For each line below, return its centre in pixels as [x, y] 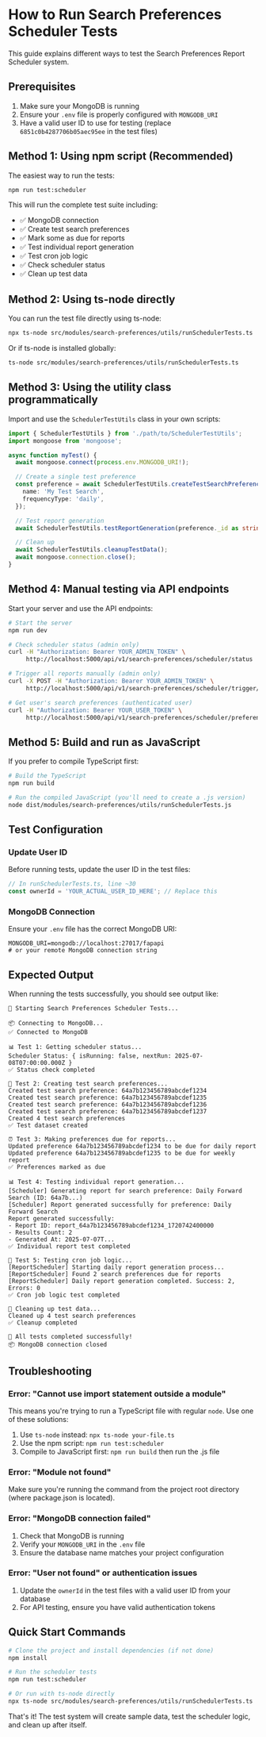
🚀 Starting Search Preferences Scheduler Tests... [93, 1009]
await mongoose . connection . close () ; [76, 557]
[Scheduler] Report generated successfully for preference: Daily [120, 1205]
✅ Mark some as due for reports [72, 238]
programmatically [53, 400]
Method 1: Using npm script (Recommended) [121, 156]
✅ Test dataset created [48, 1126]
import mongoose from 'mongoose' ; [65, 441]
